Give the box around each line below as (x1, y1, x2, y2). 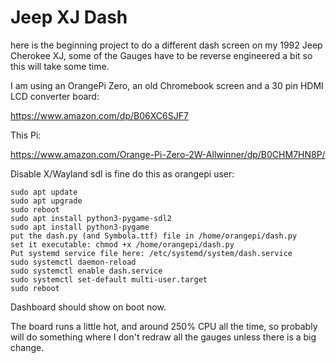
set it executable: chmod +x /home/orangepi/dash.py (10, 239, 235, 250)
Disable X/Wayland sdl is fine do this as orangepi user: (10, 167, 235, 180)
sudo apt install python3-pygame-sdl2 (10, 213, 172, 223)
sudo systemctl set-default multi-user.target (10, 274, 208, 285)
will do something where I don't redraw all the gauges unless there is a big (10, 331, 317, 343)
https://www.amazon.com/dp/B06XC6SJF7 (10, 109, 189, 121)
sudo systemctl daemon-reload (10, 257, 137, 267)
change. (10, 341, 45, 353)
